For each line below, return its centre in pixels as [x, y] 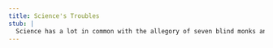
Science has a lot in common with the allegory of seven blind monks [136, 31]
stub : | [22, 24]
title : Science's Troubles [54, 16]
